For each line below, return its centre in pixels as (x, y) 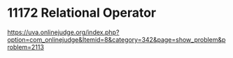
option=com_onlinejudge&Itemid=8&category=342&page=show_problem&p (116, 39)
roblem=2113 (26, 47)
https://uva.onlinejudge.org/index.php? (63, 32)
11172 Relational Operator (82, 13)
